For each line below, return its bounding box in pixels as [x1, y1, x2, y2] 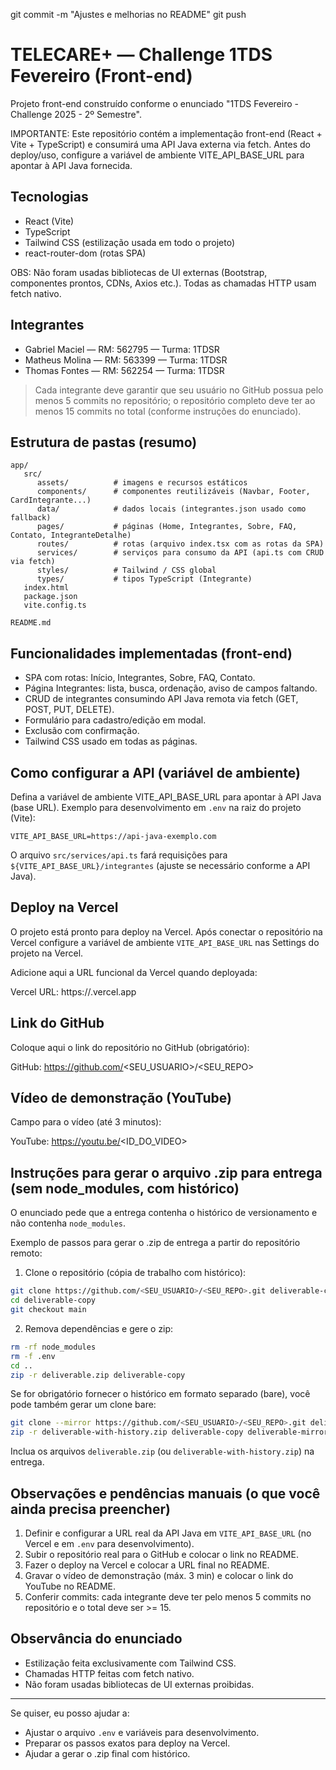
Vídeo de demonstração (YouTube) [10, 1090, 232, 1107]
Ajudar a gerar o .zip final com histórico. [24, 1747, 191, 1759]
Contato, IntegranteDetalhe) [10, 530, 132, 541]
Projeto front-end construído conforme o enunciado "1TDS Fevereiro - [10, 97, 299, 109]
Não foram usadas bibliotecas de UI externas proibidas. [24, 1678, 255, 1690]
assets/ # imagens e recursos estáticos [36, 478, 248, 488]
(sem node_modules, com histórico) [10, 1180, 240, 1197]
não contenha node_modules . [10, 1217, 127, 1229]
